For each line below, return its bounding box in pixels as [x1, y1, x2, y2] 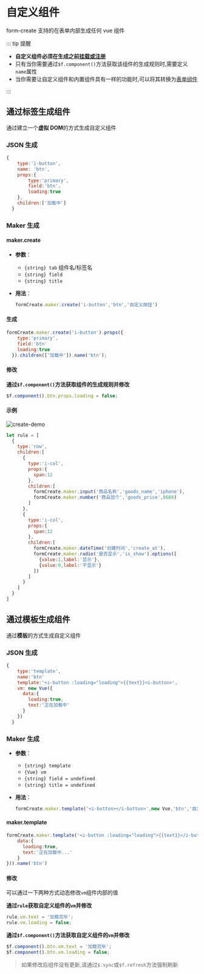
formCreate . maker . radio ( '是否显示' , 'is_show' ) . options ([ [33, 551, 177, 557]
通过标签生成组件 [6, 107, 70, 117]
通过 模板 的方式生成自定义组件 [6, 631, 81, 639]
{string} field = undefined [24, 775, 95, 781]
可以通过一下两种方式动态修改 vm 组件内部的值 [6, 889, 118, 896]
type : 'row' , [17, 444, 47, 450]
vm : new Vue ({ [17, 685, 53, 691]
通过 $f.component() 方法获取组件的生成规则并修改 [6, 380, 130, 388]
